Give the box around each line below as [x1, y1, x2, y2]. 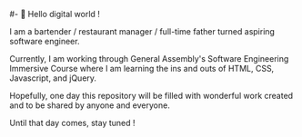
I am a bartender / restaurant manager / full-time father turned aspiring [9, 26, 276, 36]
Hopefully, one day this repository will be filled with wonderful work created [9, 91, 294, 101]
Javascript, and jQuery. [9, 73, 97, 83]
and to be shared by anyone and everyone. [9, 100, 170, 111]
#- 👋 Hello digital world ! [9, 9, 100, 19]
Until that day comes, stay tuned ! [9, 118, 136, 128]
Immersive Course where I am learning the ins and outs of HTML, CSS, [9, 64, 275, 73]
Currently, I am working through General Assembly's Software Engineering [9, 54, 289, 64]
